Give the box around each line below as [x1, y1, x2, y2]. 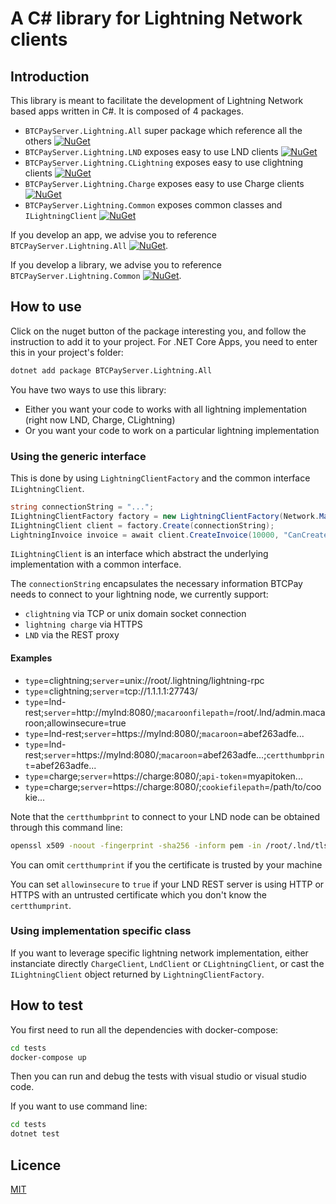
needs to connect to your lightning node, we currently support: [10, 588, 269, 601]
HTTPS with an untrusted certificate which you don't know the [10, 888, 267, 901]
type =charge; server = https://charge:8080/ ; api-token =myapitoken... [24, 770, 303, 782]
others [24, 135, 52, 147]
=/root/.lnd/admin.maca [228, 706, 326, 718]
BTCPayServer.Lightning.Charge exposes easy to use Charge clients [24, 178, 305, 189]
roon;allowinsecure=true [24, 717, 127, 729]
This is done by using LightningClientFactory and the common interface [10, 472, 311, 484]
